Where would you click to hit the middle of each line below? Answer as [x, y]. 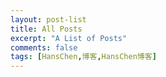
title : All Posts [46, 29]
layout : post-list [48, 19]
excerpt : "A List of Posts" [69, 38]
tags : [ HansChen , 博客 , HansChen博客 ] [83, 57]
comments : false [44, 47]
